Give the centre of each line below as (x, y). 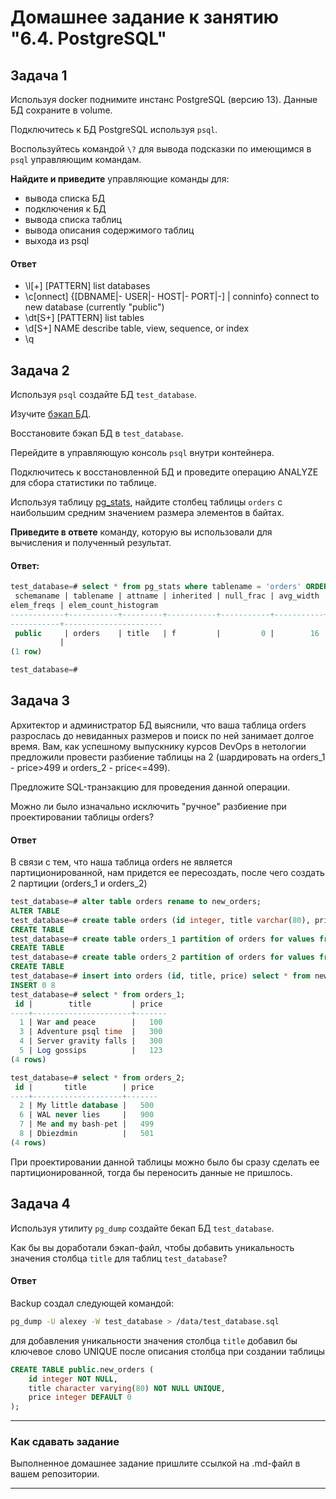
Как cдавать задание (65, 1442)
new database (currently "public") (94, 307)
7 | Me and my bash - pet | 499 (87, 1124)
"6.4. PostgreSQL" (88, 38)
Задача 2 (40, 370)
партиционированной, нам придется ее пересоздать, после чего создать (167, 873)
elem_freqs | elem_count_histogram (84, 605)
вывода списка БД (65, 198)
